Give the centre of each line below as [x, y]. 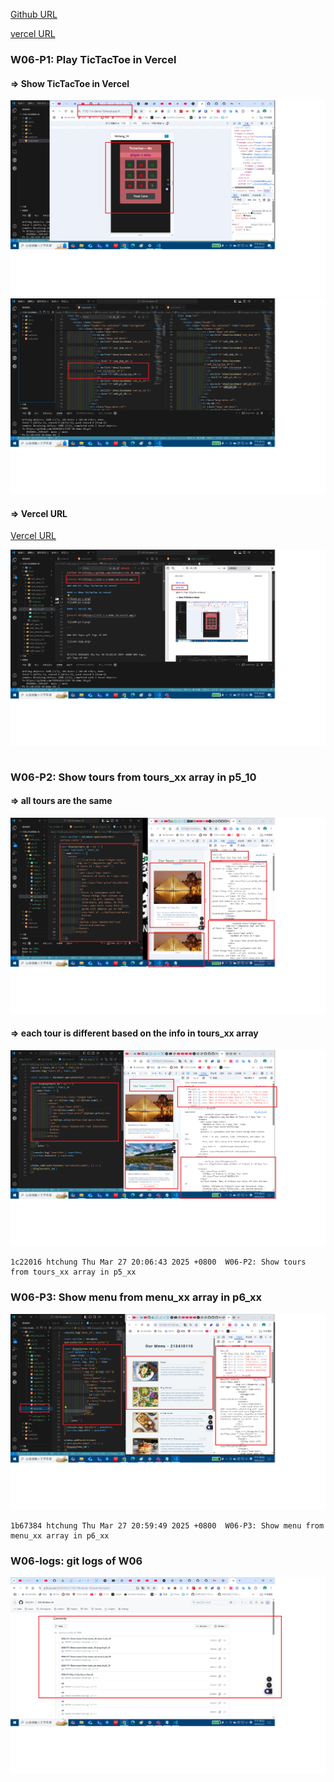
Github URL [34, 14]
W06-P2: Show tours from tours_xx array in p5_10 [133, 777]
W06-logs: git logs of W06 [76, 1561]
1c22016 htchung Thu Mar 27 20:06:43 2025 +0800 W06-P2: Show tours [158, 1262]
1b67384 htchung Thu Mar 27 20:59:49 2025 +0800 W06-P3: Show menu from [167, 1526]
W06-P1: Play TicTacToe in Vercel [93, 59]
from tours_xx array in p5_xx [73, 1272]
